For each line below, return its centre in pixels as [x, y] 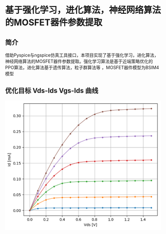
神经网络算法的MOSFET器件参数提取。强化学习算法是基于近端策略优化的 [79, 61]
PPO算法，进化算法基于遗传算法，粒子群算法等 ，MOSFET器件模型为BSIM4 [82, 68]
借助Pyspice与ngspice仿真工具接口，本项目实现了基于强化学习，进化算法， [82, 55]
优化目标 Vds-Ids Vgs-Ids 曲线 [52, 91]
